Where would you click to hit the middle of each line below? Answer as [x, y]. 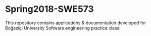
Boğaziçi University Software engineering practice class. [63, 28]
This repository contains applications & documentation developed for [75, 23]
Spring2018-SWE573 [50, 9]
